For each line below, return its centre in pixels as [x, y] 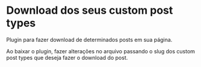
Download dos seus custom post [90, 10]
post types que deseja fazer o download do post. [67, 57]
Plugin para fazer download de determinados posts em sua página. [89, 39]
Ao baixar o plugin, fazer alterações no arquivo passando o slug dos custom [101, 51]
